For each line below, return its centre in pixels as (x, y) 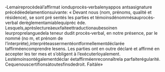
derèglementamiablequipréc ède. (52, 23)
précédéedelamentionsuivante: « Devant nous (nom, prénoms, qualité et (78, 12)
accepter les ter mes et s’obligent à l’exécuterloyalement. (63, 54)
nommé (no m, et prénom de (34, 38)
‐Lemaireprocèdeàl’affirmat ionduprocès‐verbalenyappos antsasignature (79, 7)
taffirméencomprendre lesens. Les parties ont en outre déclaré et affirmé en (82, 49)
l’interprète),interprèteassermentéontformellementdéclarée (65, 43)
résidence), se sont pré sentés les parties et (50, 17)
